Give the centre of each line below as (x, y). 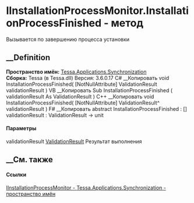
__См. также (30, 160)
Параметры (21, 128)
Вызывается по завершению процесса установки (68, 39)
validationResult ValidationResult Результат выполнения (74, 141)
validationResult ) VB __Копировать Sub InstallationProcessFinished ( (89, 90)
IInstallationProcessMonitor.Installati (98, 11)
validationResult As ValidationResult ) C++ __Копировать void (80, 96)
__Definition (28, 57)
